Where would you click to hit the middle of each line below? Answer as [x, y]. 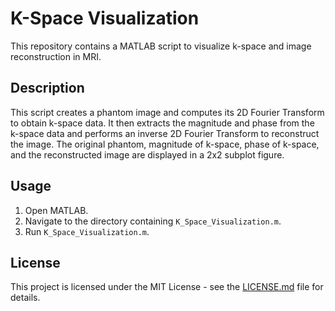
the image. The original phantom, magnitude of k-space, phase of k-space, [165, 144]
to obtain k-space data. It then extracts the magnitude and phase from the [162, 123]
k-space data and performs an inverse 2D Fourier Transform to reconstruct [165, 133]
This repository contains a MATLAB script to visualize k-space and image [161, 46]
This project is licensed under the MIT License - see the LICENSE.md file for [167, 287]
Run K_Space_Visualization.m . [87, 231]
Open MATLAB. [56, 210]
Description [47, 88]
